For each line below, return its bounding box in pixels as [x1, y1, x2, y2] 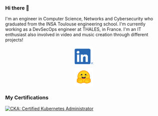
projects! [5, 37, 23, 43]
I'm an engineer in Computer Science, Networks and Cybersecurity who [5, 16, 154, 22]
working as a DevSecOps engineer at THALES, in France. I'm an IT [5, 26, 142, 32]
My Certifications [5, 94, 49, 101]
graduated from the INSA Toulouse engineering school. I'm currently [5, 21, 146, 27]
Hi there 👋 [5, 4, 30, 11]
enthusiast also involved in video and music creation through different [5, 32, 149, 38]
